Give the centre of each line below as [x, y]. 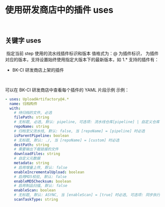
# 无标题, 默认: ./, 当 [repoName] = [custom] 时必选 [67, 140]
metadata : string [32, 163]
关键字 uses [23, 40]
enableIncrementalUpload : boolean [49, 172]
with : [15, 108]
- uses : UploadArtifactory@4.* [37, 99]
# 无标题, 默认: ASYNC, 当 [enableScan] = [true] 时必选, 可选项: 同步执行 [87, 195]
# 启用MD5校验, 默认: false [41, 177]
